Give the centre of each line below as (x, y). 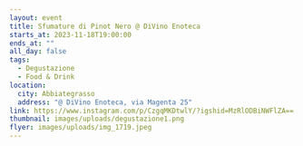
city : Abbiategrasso (56, 93)
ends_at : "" (32, 43)
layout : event (36, 18)
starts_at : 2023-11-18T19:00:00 (70, 34)
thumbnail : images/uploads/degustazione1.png (97, 119)
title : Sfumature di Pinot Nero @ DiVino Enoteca (105, 26)
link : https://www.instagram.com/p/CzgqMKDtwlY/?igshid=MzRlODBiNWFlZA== (152, 111)
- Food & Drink (46, 77)
